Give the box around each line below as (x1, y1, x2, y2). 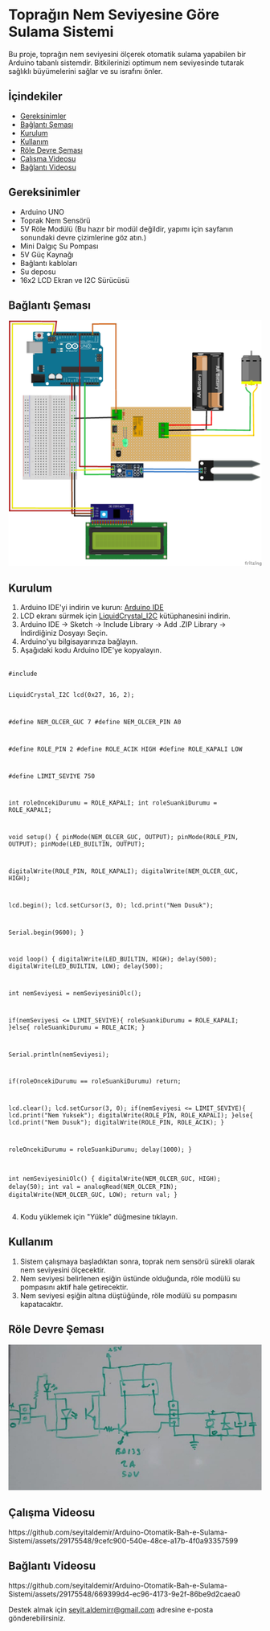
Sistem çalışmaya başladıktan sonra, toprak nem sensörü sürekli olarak (19, 1256, 256, 1266)
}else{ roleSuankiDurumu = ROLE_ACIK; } (8, 1023, 146, 1031)
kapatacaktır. (19, 1299, 63, 1309)
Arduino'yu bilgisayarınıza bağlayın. (19, 637, 138, 646)
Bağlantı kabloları (19, 258, 78, 268)
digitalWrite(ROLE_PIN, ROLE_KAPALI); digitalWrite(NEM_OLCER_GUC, (8, 867, 239, 875)
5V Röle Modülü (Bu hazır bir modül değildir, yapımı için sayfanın (19, 223, 234, 234)
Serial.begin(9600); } (8, 928, 84, 936)
